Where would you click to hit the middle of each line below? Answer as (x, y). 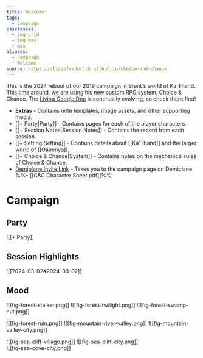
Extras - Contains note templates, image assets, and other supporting (102, 111)
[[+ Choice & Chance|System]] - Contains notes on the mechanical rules (106, 156)
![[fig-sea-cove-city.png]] (39, 348)
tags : (13, 18)
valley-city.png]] (27, 330)
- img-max (24, 40)
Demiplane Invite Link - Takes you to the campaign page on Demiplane (104, 169)
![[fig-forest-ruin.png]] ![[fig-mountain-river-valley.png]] (77, 323)
